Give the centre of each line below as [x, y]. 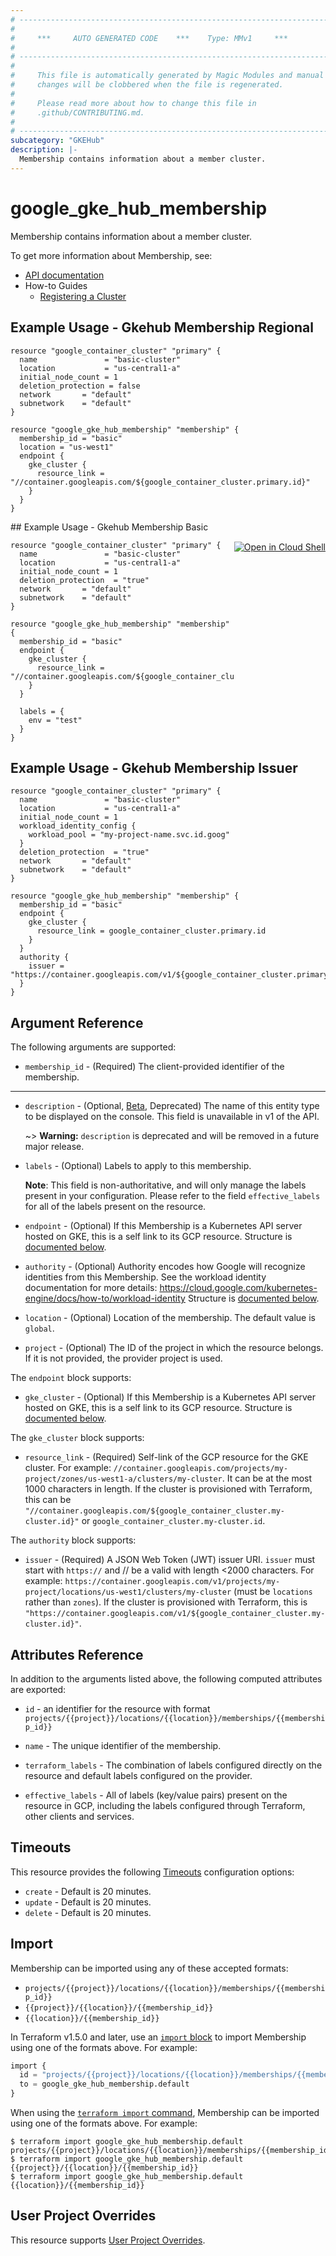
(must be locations [273, 1592]
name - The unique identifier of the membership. [123, 1745]
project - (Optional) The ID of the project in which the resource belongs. [174, 1348]
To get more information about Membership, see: [111, 255]
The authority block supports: [73, 1540]
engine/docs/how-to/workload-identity [105, 1298]
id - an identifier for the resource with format [117, 1708]
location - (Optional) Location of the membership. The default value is [170, 1318]
